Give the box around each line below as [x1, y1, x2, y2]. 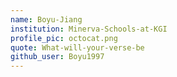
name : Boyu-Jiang [10, 14, 83, 25]
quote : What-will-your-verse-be [10, 42, 145, 53]
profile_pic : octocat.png [10, 33, 118, 43]
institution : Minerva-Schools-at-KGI [10, 24, 168, 34]
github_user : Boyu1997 [10, 52, 105, 62]
